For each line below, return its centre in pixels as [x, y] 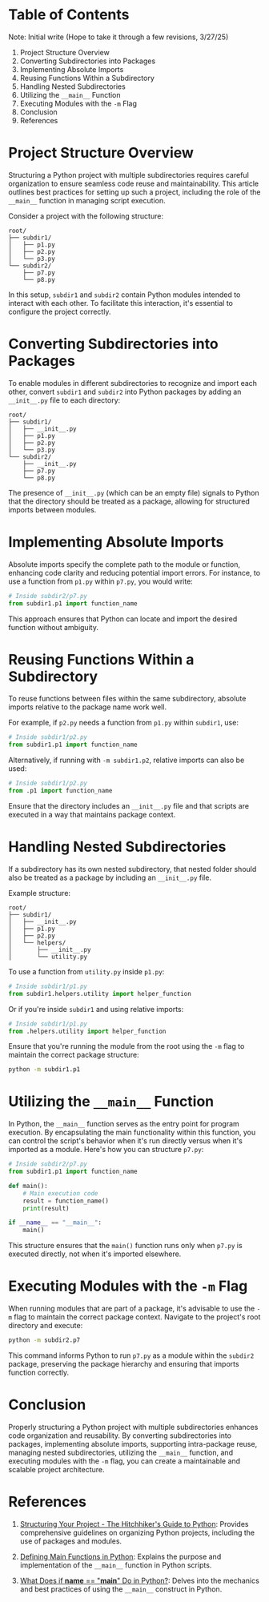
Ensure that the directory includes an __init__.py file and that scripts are [129, 805]
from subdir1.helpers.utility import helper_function [100, 994]
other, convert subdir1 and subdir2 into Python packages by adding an [125, 391]
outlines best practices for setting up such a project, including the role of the [134, 192]
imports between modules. [52, 509]
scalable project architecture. [57, 1469]
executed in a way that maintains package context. [92, 814]
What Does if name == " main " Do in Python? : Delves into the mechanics [140, 1580]
